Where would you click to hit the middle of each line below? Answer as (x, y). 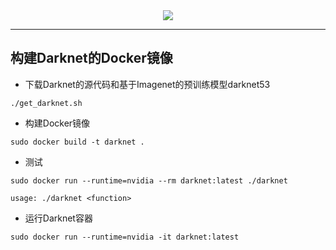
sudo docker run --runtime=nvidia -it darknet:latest (125, 237)
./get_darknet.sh (46, 103)
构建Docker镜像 (57, 123)
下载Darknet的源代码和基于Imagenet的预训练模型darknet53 (147, 84)
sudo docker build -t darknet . (77, 142)
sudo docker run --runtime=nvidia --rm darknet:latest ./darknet (149, 180)
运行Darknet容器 (58, 218)
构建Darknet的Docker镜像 (91, 58)
